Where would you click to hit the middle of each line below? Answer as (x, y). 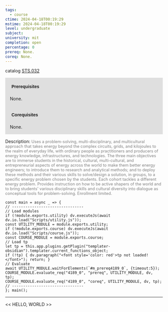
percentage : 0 (20, 47)
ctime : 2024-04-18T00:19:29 (34, 19)
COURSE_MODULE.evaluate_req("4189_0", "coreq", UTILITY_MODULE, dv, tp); (84, 282)
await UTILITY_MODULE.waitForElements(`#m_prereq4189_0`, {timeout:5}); (82, 269)
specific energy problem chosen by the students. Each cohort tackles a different (81, 180)
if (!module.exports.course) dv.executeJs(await (57, 229)
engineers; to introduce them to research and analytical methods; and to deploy (80, 170)
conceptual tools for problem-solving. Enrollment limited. (59, 194)
